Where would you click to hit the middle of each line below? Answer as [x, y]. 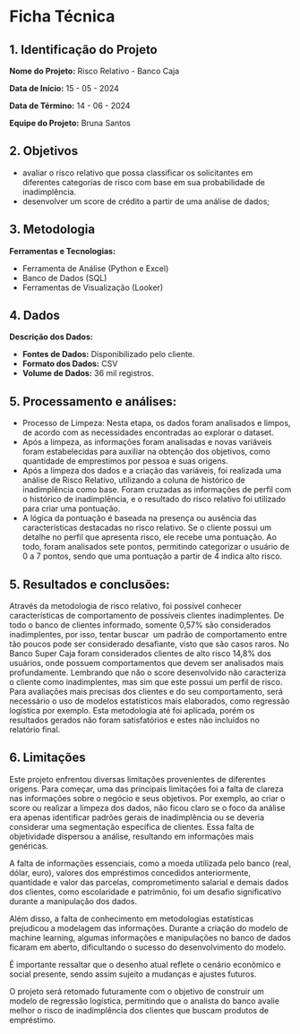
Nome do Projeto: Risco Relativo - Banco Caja [94, 71]
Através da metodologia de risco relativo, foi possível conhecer [125, 606]
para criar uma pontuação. [71, 508]
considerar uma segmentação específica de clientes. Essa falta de [132, 826]
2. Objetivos [44, 151]
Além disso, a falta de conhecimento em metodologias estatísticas [132, 919]
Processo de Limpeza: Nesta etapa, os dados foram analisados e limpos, [156, 423]
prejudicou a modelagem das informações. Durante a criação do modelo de [149, 927]
